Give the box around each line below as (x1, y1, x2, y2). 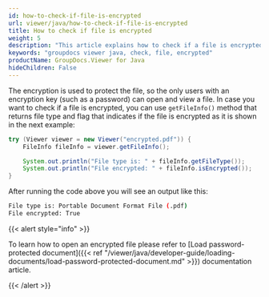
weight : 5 (8, 34, 42, 42)
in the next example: (8, 119, 75, 129)
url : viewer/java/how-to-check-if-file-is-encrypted (8, 19, 188, 27)
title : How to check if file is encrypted (8, 26, 152, 34)
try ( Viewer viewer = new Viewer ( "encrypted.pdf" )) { (8, 135, 192, 143)
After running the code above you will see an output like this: (8, 187, 208, 196)
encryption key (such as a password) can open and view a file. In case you (8, 94, 255, 104)
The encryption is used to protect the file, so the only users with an (8, 86, 230, 95)
